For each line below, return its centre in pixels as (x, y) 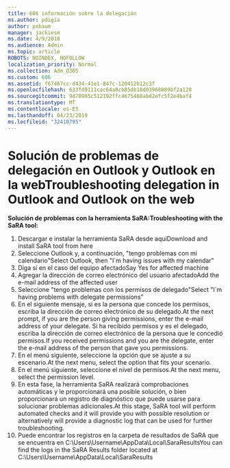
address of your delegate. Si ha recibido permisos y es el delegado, (113, 326)
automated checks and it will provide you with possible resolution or (114, 414)
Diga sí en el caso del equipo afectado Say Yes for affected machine (113, 268)
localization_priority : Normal (52, 64)
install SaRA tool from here (55, 246)
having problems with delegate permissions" (81, 297)
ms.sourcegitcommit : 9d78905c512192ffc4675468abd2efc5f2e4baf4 (100, 97)
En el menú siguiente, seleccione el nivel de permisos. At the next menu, (119, 370)
